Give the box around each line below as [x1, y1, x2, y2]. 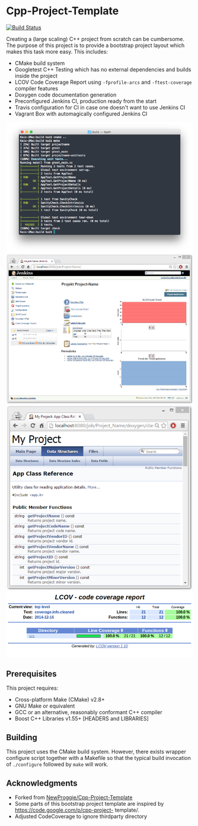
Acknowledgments [6, 778, 78, 788]
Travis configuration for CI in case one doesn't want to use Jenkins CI [14, 104, 186, 111]
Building [6, 732, 37, 742]
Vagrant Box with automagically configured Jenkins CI [14, 110, 148, 117]
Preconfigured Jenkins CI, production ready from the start [14, 97, 157, 105]
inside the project [14, 72, 58, 79]
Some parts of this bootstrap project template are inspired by [14, 800, 164, 808]
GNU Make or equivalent [14, 702, 75, 709]
